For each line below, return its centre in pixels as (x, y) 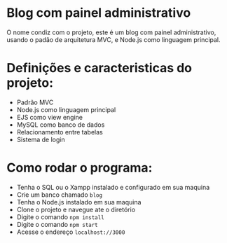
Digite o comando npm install (60, 217)
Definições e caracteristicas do (99, 68)
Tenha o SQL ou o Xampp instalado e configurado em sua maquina (113, 187)
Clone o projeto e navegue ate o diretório (76, 209)
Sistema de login (41, 139)
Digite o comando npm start (57, 224)
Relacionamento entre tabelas (60, 132)
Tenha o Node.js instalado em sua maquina (79, 202)
